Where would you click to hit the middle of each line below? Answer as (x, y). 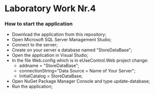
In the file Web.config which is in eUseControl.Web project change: (80, 60)
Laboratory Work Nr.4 (50, 9)
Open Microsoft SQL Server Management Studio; (62, 40)
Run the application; (32, 87)
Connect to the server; (35, 45)
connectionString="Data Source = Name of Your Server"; (77, 71)
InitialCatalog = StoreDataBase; (51, 76)
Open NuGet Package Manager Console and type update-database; (81, 81)
